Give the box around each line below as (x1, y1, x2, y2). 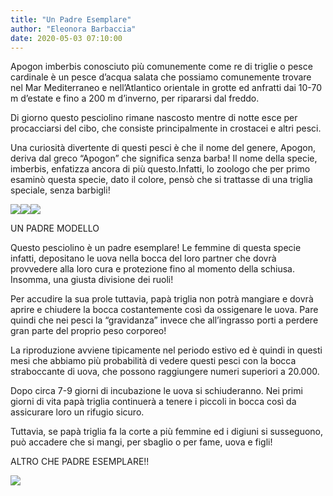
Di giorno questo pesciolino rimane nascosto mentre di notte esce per (10, 112, 298, 124)
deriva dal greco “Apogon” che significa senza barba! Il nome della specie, (10, 152, 318, 165)
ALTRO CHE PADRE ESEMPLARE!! (10, 456, 150, 468)
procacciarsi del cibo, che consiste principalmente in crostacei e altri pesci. (10, 122, 322, 135)
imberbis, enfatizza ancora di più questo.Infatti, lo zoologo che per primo (10, 163, 311, 175)
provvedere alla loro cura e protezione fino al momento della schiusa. (10, 263, 295, 275)
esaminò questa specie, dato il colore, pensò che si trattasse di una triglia (10, 174, 313, 186)
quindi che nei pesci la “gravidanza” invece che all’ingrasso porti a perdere (10, 314, 319, 326)
